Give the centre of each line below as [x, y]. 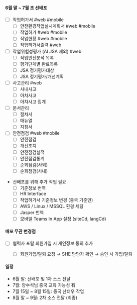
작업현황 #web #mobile [43, 39]
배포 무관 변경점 [21, 231]
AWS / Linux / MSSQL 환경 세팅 [52, 206]
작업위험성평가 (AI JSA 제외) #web [47, 51]
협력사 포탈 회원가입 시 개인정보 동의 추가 [53, 243]
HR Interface [33, 193]
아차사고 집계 [33, 102]
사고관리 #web [27, 82]
